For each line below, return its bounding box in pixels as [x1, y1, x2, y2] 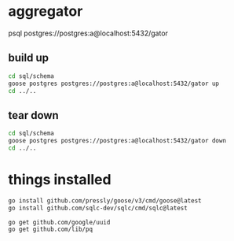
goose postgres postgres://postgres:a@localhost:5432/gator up [8, 80, 220, 87]
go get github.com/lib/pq [8, 225, 93, 234]
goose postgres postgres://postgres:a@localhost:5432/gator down [8, 137, 226, 145]
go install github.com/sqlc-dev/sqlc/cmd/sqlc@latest [8, 204, 188, 212]
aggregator [8, 2, 83, 20]
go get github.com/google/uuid [8, 218, 111, 226]
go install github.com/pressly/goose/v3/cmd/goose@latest [8, 196, 202, 205]
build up [8, 51, 49, 65]
